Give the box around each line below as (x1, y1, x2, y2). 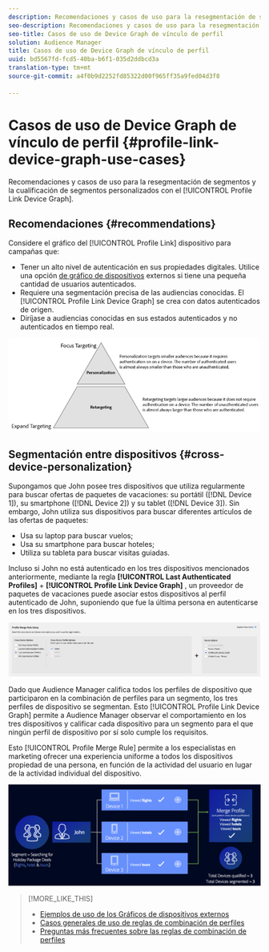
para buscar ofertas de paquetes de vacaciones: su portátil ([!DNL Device (8, 489, 252, 499)
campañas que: (8, 247, 60, 257)
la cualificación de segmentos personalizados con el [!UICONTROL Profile (8, 185, 252, 195)
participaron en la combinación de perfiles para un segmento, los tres (8, 693, 239, 703)
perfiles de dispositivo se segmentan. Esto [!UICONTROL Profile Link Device (8, 702, 260, 711)
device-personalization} (8, 460, 133, 473)
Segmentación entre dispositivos (8, 448, 178, 461)
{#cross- (179, 448, 225, 461)
